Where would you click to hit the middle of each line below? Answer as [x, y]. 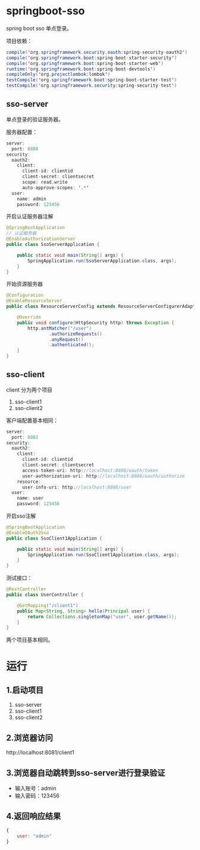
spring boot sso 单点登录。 [39, 28]
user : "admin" [34, 836]
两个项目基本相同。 [30, 640]
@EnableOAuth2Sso [28, 532]
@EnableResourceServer [34, 301]
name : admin [32, 199]
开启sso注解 [21, 516]
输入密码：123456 [37, 796]
